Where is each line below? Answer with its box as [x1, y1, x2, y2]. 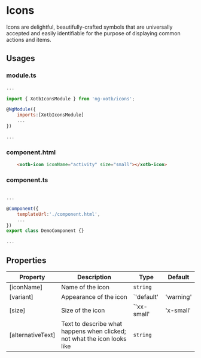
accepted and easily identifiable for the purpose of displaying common [6, 29, 181, 36]
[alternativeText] [9, 331, 56, 339]
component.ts [6, 176, 48, 184]
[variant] [9, 293, 34, 301]
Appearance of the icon [60, 293, 127, 301]
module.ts [6, 71, 37, 79]
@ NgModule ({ [6, 106, 36, 112]
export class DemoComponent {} [6, 228, 84, 234]
